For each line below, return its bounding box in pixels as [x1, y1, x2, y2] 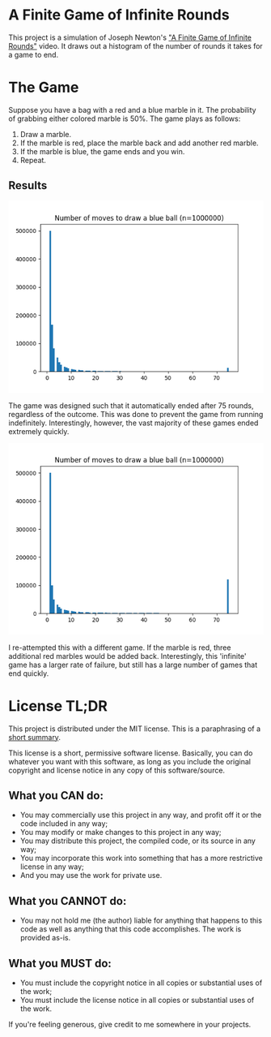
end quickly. [8, 668, 49, 678]
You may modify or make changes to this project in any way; [19, 828, 222, 837]
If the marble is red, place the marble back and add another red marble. [19, 138, 259, 148]
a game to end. [8, 49, 59, 59]
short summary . [8, 732, 61, 742]
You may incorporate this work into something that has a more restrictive [19, 854, 263, 863]
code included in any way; [19, 819, 108, 828]
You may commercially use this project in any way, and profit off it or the [19, 810, 262, 820]
